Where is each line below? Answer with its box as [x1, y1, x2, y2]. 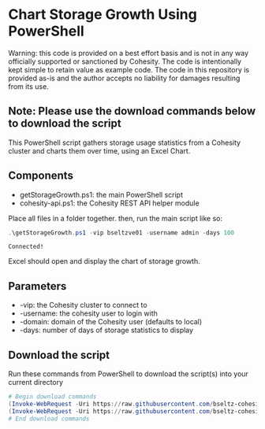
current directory [8, 378, 64, 387]
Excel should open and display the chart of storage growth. [8, 257, 201, 266]
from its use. [8, 81, 49, 91]
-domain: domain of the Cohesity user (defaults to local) [19, 317, 203, 327]
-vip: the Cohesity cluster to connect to [19, 301, 147, 310]
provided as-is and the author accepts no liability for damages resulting [8, 73, 241, 83]
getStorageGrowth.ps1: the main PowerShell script [19, 190, 184, 199]
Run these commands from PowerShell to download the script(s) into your [8, 369, 248, 379]
